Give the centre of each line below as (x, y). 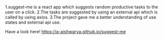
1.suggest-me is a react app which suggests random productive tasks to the (81, 7)
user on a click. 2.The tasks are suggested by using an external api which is (81, 12)
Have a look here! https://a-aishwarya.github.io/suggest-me (66, 32)
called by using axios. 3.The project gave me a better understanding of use (81, 17)
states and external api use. (33, 22)
